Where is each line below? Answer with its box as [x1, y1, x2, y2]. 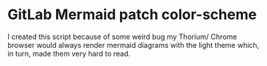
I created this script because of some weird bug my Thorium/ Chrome [7, 32, 237, 41]
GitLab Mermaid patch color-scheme [7, 6, 257, 24]
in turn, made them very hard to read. [7, 49, 131, 58]
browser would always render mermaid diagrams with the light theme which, [7, 40, 260, 49]
